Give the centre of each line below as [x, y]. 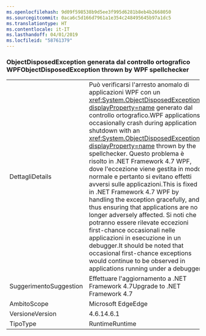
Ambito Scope [29, 304]
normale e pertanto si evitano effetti [140, 177]
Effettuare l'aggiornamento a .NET [138, 278]
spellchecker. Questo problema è [136, 154]
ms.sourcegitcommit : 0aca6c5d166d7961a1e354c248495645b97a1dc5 [89, 18]
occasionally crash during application [143, 123]
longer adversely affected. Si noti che [143, 215]
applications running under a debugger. [146, 269]
